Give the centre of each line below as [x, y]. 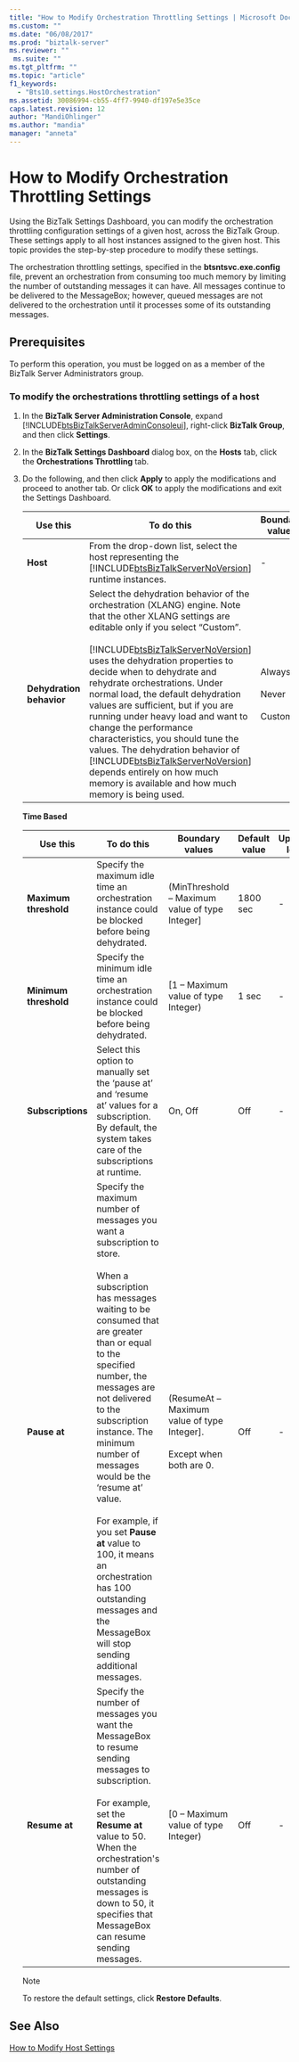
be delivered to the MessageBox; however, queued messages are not [136, 295]
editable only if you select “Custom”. [165, 627]
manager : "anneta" [43, 134]
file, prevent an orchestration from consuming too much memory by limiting [148, 276]
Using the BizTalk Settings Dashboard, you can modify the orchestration [141, 221]
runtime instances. [127, 579]
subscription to [128, 1242]
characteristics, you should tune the [164, 738]
